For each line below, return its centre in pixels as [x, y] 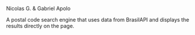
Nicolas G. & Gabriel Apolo [38, 8]
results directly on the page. [40, 26]
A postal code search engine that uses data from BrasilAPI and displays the [98, 20]
